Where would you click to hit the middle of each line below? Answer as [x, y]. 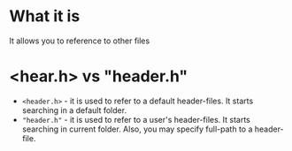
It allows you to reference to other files [80, 41]
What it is [45, 16]
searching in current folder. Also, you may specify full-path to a [137, 129]
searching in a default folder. [74, 110]
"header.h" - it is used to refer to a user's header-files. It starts [136, 119]
